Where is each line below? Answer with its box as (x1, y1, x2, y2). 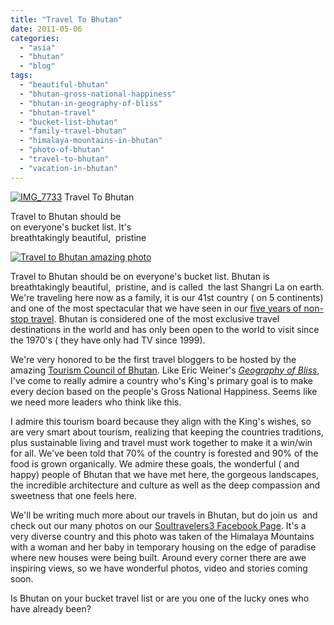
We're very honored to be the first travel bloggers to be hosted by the (10, 353, 297, 365)
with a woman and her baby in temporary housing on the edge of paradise (10, 541, 317, 553)
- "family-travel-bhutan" (19, 126, 128, 136)
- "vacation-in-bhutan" (19, 163, 118, 173)
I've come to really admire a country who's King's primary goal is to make (10, 374, 313, 386)
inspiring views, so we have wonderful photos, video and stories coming (10, 562, 308, 574)
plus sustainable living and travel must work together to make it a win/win (10, 436, 313, 448)
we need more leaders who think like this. (10, 396, 182, 408)
